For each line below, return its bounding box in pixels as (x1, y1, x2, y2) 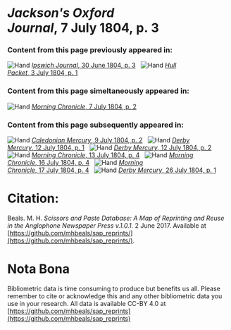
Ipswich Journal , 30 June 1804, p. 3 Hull (31, 61, 177, 70)
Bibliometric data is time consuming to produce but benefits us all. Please (7, 284, 220, 293)
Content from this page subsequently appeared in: (7, 120, 185, 130)
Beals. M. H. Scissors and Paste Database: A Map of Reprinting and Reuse (7, 214, 225, 223)
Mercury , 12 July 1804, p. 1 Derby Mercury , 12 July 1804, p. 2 (7, 143, 212, 152)
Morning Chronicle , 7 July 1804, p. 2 (31, 102, 137, 111)
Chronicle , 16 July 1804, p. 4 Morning (7, 159, 144, 167)
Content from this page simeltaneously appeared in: (7, 86, 190, 96)
